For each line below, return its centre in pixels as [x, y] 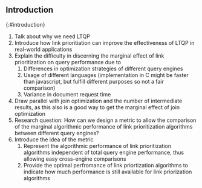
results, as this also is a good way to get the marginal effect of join [97, 107]
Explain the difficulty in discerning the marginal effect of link [89, 55]
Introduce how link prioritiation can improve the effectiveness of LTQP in [104, 42]
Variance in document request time [67, 94]
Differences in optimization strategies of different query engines [103, 69]
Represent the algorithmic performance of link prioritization [97, 146]
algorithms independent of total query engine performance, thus [104, 152]
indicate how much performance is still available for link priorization [108, 172]
